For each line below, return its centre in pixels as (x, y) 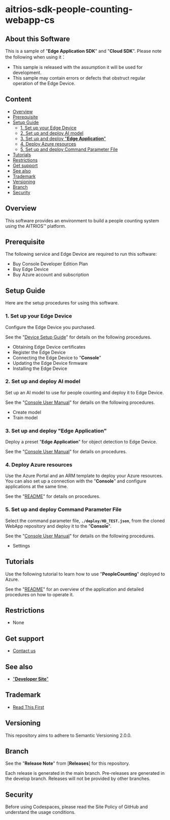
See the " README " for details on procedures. (53, 496)
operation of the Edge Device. (44, 83)
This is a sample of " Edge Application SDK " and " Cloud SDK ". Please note (83, 51)
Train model (25, 418)
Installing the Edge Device (40, 368)
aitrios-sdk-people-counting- (69, 9)
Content (19, 99)
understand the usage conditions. (41, 812)
